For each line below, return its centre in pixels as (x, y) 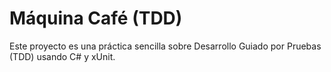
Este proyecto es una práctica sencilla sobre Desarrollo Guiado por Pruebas (165, 46)
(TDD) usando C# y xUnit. (62, 56)
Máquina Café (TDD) (96, 18)
